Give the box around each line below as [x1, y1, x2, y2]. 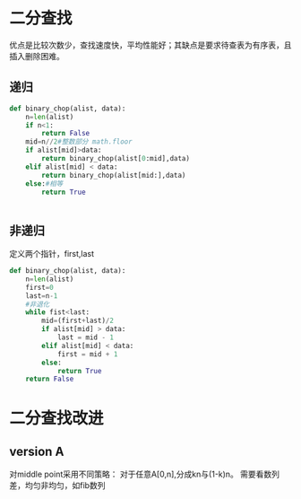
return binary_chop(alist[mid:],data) [41, 171, 186, 179]
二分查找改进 [9, 407, 105, 428]
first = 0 [25, 283, 54, 292]
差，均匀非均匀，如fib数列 [9, 480, 106, 491]
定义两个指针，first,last [9, 249, 95, 259]
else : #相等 [25, 179, 64, 188]
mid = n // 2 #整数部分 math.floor [25, 137, 133, 146]
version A [9, 443, 64, 459]
